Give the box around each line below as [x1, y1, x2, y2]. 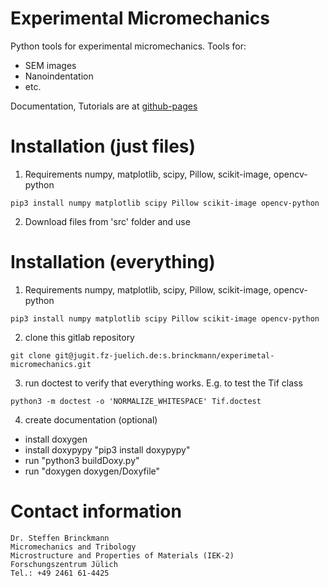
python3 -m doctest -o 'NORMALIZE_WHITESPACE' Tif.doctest [10, 396, 262, 406]
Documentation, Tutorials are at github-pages [10, 100, 198, 112]
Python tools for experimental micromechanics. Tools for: [10, 40, 247, 52]
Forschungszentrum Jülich [10, 559, 118, 569]
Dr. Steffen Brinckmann [10, 533, 110, 543]
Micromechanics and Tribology [10, 542, 137, 552]
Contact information [10, 500, 182, 522]
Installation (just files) [10, 135, 197, 158]
